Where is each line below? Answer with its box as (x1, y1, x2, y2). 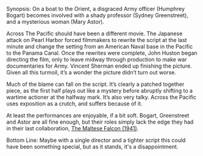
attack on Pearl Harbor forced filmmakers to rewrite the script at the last (6, 37, 187, 43)
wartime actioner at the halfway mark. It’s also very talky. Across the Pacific (6, 94, 197, 101)
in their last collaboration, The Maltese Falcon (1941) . (6, 125, 139, 132)
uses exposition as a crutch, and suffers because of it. (6, 100, 143, 107)
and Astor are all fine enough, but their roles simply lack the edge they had (6, 118, 194, 126)
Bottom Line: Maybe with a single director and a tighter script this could (6, 136, 186, 144)
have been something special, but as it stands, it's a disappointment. (6, 143, 179, 150)
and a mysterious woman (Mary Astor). (6, 18, 105, 25)
